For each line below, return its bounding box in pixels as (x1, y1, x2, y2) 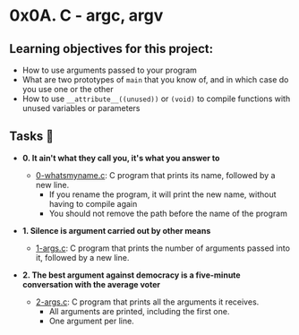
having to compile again (48, 198, 138, 209)
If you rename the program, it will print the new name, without (48, 189, 277, 200)
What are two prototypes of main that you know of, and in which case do (21, 74, 289, 85)
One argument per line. (48, 315, 134, 326)
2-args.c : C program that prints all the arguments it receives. (35, 296, 260, 307)
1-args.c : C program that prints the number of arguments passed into (35, 243, 291, 253)
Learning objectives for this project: (9, 41, 214, 56)
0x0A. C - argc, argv (9, 5, 164, 26)
